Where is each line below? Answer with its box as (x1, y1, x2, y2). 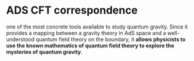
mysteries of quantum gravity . (6, 48, 83, 55)
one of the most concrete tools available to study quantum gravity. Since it (6, 23, 188, 30)
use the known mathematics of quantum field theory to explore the (6, 42, 174, 49)
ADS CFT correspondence (6, 4, 138, 17)
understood (6, 36, 34, 43)
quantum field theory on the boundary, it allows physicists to (35, 36, 186, 43)
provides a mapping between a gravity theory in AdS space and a (6, 29, 166, 36)
